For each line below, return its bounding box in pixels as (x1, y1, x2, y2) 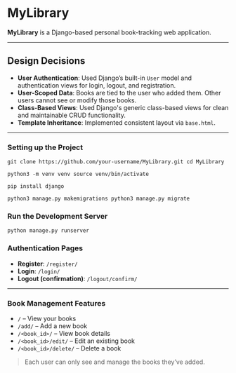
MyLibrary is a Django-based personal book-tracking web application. (7, 28, 212, 36)
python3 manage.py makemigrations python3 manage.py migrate (7, 195, 190, 203)
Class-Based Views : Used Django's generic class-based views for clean (17, 103, 229, 111)
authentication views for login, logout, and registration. (17, 81, 176, 89)
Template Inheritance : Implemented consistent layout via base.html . (17, 118, 216, 127)
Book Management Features (7, 298, 106, 308)
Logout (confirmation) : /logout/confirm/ (17, 274, 138, 283)
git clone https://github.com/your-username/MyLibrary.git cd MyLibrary (7, 158, 225, 165)
